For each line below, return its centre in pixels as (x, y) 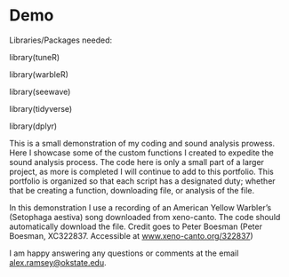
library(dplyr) (33, 126)
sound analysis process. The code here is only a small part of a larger (137, 162)
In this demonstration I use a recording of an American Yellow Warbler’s (140, 207)
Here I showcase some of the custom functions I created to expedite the (141, 153)
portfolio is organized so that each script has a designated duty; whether (142, 181)
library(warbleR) (39, 74)
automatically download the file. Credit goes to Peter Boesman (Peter (136, 226)
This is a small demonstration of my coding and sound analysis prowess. (142, 143)
